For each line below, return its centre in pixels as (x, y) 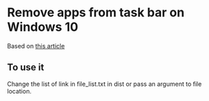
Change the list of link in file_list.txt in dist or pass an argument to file (104, 84)
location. (20, 91)
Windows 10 (43, 27)
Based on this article (36, 46)
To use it (26, 67)
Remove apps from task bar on (96, 13)
